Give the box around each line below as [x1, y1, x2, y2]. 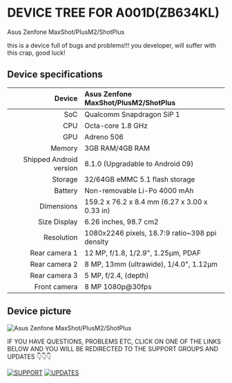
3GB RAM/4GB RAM [84, 143, 151, 153]
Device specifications [7, 69, 104, 80]
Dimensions [39, 201, 78, 211]
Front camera [34, 282, 78, 292]
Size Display [37, 217, 78, 226]
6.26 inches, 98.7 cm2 [84, 217, 159, 226]
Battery [54, 186, 78, 195]
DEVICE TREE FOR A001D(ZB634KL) [7, 5, 220, 21]
